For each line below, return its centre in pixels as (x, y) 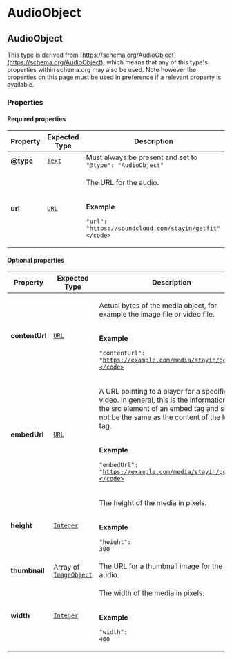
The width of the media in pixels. (152, 593)
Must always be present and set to (142, 157)
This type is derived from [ (45, 55)
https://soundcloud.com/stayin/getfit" (155, 229)
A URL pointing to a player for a (149, 392)
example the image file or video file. (157, 315)
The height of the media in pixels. (153, 503)
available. (21, 84)
